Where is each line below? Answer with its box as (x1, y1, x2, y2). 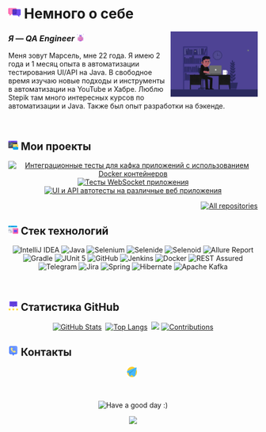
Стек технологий (21, 225, 109, 237)
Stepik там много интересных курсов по (8, 93, 145, 103)
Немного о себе (23, 5, 135, 23)
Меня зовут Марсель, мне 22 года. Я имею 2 (8, 51, 161, 60)
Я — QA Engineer (8, 33, 75, 44)
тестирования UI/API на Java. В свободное (8, 68, 153, 78)
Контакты (21, 345, 72, 358)
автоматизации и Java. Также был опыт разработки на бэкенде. (8, 101, 226, 111)
